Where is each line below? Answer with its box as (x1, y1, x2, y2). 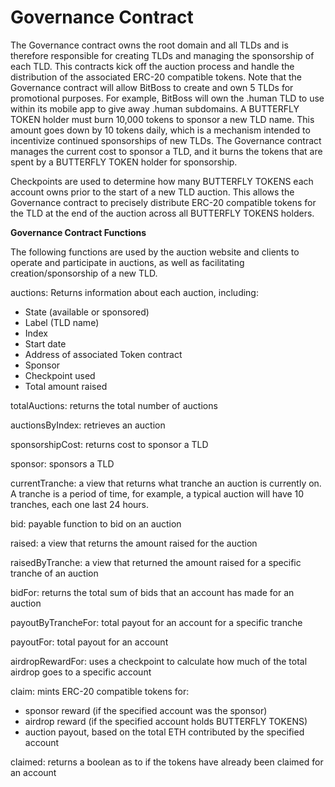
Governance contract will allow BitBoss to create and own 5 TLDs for (10, 81, 294, 93)
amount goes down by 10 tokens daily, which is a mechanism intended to (10, 124, 311, 136)
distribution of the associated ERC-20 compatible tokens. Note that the (10, 71, 302, 83)
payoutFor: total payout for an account (10, 636, 169, 648)
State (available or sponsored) (24, 306, 150, 318)
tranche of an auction (10, 567, 99, 579)
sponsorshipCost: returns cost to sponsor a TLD (10, 438, 209, 450)
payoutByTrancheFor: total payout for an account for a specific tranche (10, 616, 303, 628)
